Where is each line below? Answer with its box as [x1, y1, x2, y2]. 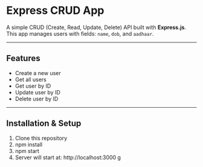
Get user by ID [14, 82, 51, 90]
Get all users [14, 76, 47, 83]
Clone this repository [14, 134, 68, 142]
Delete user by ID [14, 95, 59, 102]
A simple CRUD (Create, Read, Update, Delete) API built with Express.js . [6, 24, 186, 31]
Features [6, 53, 40, 64]
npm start [14, 147, 39, 154]
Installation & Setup [6, 119, 82, 129]
